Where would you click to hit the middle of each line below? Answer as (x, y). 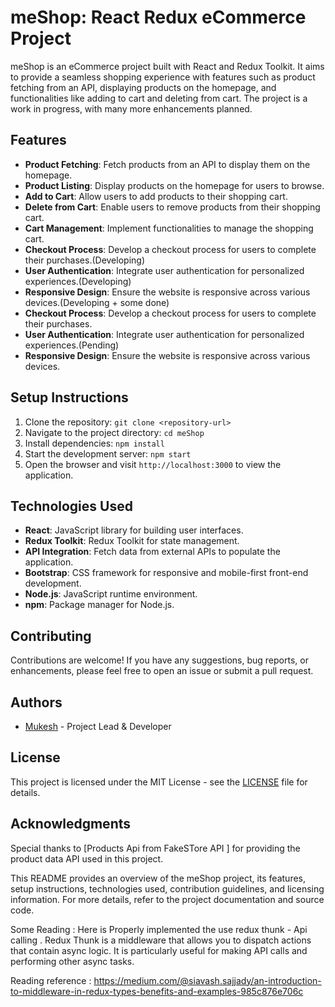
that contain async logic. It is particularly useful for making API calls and (159, 950)
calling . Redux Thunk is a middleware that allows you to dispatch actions (161, 940)
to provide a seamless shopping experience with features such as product (163, 77)
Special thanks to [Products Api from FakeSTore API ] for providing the (155, 848)
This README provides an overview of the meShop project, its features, (158, 878)
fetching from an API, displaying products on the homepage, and (143, 87)
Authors (36, 702)
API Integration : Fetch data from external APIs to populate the (152, 552)
